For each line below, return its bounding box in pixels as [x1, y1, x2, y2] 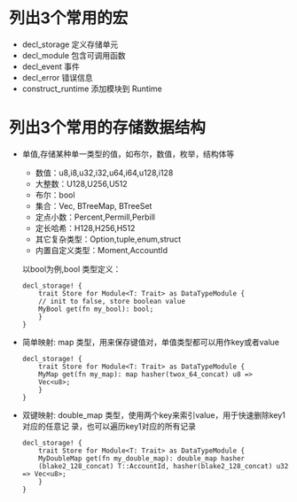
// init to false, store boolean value [38, 297, 186, 305]
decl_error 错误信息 [21, 72, 93, 82]
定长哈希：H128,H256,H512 [35, 222, 136, 233]
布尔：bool [35, 189, 75, 200]
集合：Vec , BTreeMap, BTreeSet [35, 200, 152, 211]
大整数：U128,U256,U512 [35, 178, 129, 189]
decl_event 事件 [21, 61, 80, 72]
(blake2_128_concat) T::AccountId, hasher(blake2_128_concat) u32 [38, 461, 289, 470]
